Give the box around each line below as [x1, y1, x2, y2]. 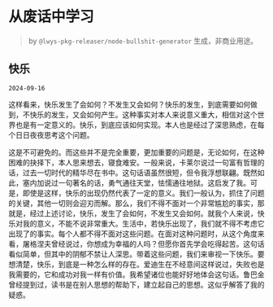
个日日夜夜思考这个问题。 [8, 129, 94, 139]
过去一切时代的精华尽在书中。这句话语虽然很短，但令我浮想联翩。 [22, 168, 244, 178]
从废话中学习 [8, 7, 95, 26]
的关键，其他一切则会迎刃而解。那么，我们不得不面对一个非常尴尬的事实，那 [8, 198, 265, 208]
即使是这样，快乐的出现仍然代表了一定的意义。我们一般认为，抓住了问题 [22, 188, 265, 198]
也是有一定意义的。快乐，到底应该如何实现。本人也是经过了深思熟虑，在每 [15, 120, 265, 129]
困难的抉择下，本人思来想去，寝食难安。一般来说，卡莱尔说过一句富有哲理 [8, 157, 258, 167]
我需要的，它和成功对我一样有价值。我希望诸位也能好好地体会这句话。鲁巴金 [8, 270, 265, 279]
